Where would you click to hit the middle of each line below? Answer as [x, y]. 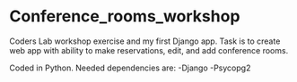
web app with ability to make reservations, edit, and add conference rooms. [149, 50]
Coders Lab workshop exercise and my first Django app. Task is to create [145, 41]
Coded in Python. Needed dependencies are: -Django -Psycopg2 [130, 68]
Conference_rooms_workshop [125, 16]
